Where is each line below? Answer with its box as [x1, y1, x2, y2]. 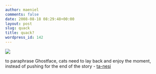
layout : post [5, 21, 32, 26]
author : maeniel [5, 7, 39, 12]
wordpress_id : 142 [5, 35, 43, 40]
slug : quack [5, 26, 30, 31]
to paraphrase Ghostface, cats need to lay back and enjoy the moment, [5, 58, 151, 64]
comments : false [5, 12, 39, 17]
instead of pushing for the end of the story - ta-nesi [5, 63, 111, 69]
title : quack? [5, 30, 35, 35]
